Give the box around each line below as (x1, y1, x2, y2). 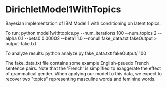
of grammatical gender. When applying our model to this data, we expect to (5, 70, 162, 76)
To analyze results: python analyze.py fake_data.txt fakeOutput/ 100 (5, 50, 146, 56)
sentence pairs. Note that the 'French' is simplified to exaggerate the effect (5, 65, 161, 71)
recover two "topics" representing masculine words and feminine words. (5, 76, 156, 82)
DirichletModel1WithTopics (5, 4, 121, 15)
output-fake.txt (5, 40, 37, 46)
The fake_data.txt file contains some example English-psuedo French (5, 60, 149, 66)
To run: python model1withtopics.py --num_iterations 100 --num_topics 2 (5, 30, 157, 36)
